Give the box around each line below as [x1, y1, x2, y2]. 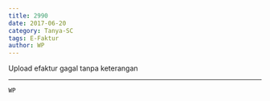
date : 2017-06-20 [8, 19, 67, 27]
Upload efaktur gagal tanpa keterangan [8, 63, 138, 73]
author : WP [8, 42, 45, 50]
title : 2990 [8, 11, 48, 20]
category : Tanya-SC [8, 26, 74, 34]
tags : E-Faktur [8, 34, 59, 42]
